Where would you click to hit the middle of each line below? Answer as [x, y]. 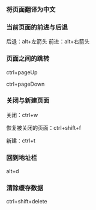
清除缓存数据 [25, 188]
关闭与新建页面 [28, 101]
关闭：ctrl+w [22, 115]
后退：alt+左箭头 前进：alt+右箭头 [48, 42]
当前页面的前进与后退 [37, 27]
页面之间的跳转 [28, 59]
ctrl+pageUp [22, 72]
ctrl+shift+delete [27, 202]
